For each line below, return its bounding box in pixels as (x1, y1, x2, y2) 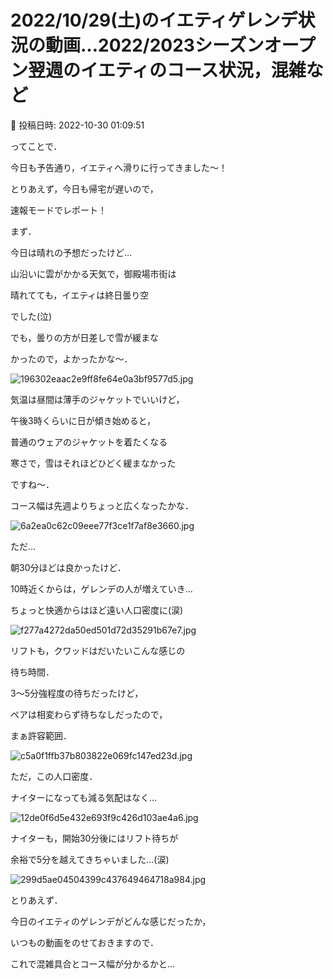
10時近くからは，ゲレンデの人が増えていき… (10, 582, 193, 595)
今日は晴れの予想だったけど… (10, 246, 133, 258)
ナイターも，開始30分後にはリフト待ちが (10, 832, 179, 844)
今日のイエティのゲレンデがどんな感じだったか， (10, 915, 212, 927)
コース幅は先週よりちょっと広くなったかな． (10, 499, 195, 511)
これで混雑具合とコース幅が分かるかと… (10, 957, 175, 970)
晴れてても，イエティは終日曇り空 (10, 289, 150, 301)
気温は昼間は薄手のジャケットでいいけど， (10, 393, 185, 405)
